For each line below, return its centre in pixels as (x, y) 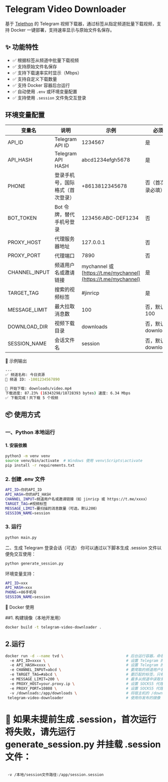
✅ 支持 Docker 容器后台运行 (41, 85)
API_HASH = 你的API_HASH (28, 494)
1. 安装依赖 (16, 445)
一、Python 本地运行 (30, 432)
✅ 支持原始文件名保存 (35, 66)
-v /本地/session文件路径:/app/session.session (55, 775)
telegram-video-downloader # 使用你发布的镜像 (84, 698)
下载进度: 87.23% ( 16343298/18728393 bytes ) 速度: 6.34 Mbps (68, 393)
